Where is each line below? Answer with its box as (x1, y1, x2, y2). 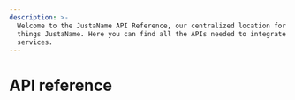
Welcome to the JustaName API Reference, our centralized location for (17, 21, 287, 30)
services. (17, 37, 53, 47)
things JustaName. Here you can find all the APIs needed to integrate (17, 29, 287, 38)
